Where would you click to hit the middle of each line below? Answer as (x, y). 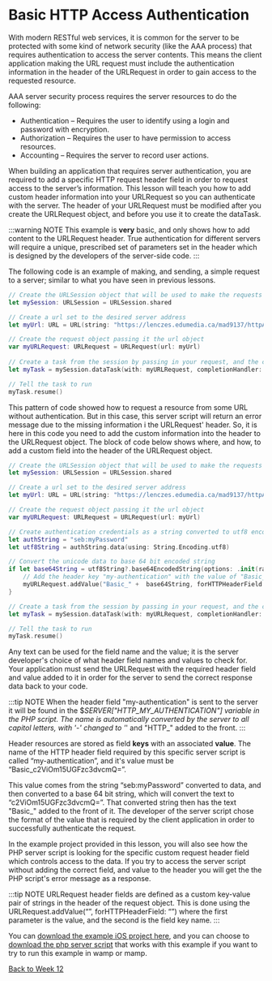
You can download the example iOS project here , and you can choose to (129, 936)
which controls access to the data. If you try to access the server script (127, 862)
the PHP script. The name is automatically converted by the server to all (129, 720)
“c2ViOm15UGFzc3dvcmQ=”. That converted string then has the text (123, 802)
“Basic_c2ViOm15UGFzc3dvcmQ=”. (68, 770)
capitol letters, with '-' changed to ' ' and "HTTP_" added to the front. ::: (127, 728)
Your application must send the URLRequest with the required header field (132, 669)
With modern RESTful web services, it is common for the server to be (124, 37)
